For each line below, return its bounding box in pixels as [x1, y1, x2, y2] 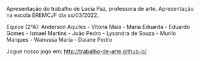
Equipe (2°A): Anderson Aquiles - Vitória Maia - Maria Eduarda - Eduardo [6, 24, 190, 30]
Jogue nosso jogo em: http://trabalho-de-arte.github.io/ [6, 48, 147, 55]
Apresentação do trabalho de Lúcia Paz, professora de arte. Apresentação [6, 5, 194, 12]
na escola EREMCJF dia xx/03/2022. [6, 11, 99, 19]
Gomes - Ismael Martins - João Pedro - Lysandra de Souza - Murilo [6, 30, 176, 37]
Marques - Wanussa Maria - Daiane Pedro [6, 36, 113, 43]
